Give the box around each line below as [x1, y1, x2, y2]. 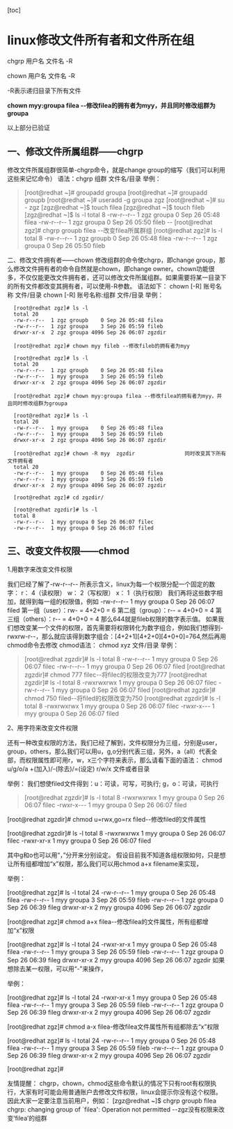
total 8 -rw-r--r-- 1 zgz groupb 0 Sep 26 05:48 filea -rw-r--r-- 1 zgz [24, 233, 218, 243]
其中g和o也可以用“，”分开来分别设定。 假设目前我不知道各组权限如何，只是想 [7, 850, 226, 859]
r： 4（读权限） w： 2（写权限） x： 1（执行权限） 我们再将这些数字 [20, 588, 217, 597]
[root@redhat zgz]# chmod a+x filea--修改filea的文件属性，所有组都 [7, 917, 203, 926]
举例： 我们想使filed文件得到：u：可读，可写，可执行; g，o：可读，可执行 [7, 779, 219, 788]
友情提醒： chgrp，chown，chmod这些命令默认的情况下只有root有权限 [7, 1079, 211, 1087]
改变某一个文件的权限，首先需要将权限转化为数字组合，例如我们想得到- [19, 623, 224, 631]
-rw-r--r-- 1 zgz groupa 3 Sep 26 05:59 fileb [13, 323, 163, 330]
